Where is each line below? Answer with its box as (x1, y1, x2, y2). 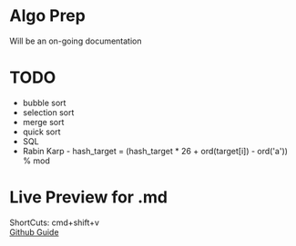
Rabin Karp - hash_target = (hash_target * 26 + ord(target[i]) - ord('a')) (22, 145, 289, 156)
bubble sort (22, 97, 66, 108)
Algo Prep (9, 5, 87, 26)
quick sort (22, 126, 61, 137)
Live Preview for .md (9, 187, 168, 208)
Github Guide (9, 226, 59, 237)
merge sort (22, 116, 65, 127)
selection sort (22, 106, 75, 118)
